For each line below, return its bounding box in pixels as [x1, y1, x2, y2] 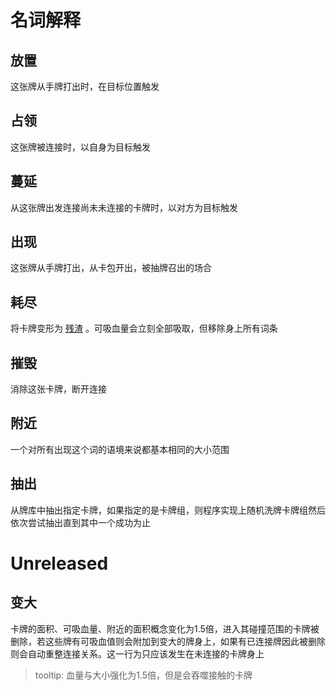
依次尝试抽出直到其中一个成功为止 [10, 516, 151, 528]
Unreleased [10, 552, 109, 575]
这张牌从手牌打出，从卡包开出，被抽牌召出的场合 [10, 262, 212, 274]
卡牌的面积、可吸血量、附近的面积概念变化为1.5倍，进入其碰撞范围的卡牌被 [10, 622, 320, 635]
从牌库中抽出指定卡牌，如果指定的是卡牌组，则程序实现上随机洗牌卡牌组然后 [10, 504, 326, 516]
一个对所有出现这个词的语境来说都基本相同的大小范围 [10, 443, 230, 455]
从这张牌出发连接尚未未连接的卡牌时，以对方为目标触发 [10, 201, 238, 213]
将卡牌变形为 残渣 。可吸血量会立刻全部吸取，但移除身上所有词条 [10, 322, 278, 335]
